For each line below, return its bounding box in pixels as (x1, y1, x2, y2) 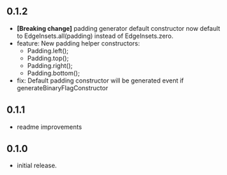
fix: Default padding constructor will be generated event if (16, 76, 184, 85)
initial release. (16, 161, 57, 170)
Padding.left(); (27, 46, 69, 55)
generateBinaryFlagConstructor (16, 83, 109, 92)
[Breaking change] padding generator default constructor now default (16, 24, 221, 32)
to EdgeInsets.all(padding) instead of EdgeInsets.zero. (16, 31, 174, 40)
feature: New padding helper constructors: (16, 38, 140, 48)
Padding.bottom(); (27, 69, 80, 77)
